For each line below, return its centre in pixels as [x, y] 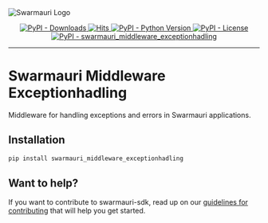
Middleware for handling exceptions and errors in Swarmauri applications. [130, 115]
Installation [37, 140]
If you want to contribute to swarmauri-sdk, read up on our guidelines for [128, 202]
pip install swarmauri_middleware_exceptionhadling [96, 158]
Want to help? [43, 184]
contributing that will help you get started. [77, 211]
